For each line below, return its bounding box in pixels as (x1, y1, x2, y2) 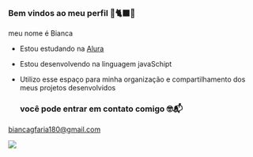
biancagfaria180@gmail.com (8, 124, 101, 134)
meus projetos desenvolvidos (19, 83, 116, 93)
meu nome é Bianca (8, 29, 74, 38)
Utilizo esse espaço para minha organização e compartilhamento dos (19, 75, 246, 84)
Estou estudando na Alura (19, 44, 104, 54)
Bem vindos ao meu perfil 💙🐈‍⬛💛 (8, 7, 136, 18)
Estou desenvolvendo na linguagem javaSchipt (19, 59, 172, 69)
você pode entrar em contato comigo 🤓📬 (19, 103, 183, 114)
